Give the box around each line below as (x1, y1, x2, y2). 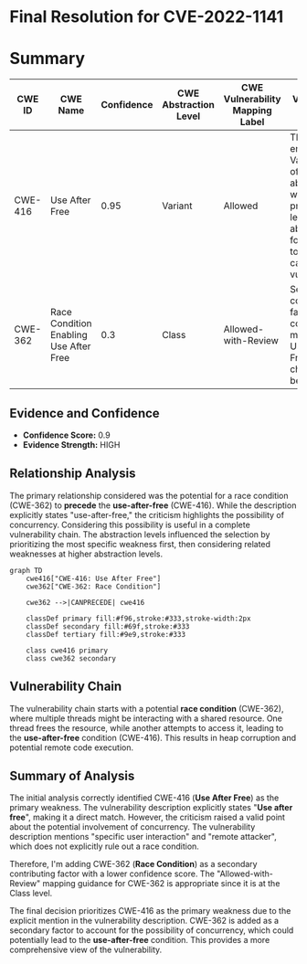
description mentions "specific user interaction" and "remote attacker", (9, 832, 277, 842)
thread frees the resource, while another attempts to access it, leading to (9, 722, 284, 733)
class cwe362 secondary (26, 653, 117, 663)
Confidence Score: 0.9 (22, 429, 111, 440)
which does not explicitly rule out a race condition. (9, 841, 199, 852)
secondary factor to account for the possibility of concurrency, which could (9, 925, 294, 936)
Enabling (49, 329, 89, 342)
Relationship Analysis (9, 466, 136, 482)
